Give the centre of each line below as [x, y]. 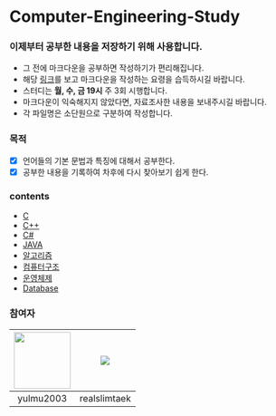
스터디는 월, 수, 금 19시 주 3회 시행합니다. [95, 91]
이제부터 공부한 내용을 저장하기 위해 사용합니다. [106, 47]
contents [29, 196]
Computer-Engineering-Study [125, 17]
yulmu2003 [43, 398]
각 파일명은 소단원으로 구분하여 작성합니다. [98, 113]
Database [40, 288]
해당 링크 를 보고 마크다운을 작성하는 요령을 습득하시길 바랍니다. [134, 80]
